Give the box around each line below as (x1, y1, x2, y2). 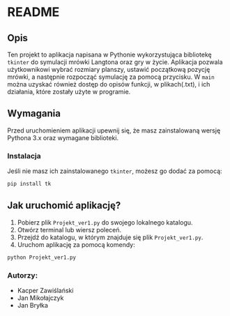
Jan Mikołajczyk (17, 294, 64, 302)
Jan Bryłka (17, 301, 49, 309)
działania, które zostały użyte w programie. (7, 88, 131, 96)
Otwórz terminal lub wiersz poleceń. (17, 225, 122, 234)
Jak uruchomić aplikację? (7, 200, 121, 211)
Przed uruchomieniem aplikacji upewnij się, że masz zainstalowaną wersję (7, 126, 221, 135)
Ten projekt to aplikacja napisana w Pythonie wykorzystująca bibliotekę (7, 50, 212, 59)
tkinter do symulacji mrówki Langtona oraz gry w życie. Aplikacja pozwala (7, 58, 223, 66)
